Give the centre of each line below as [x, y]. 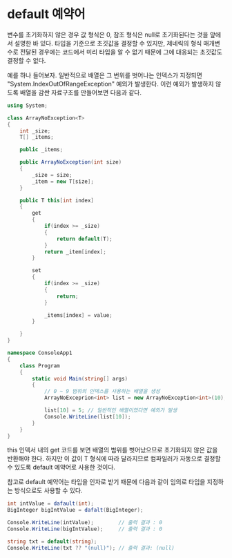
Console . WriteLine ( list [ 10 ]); [87, 416]
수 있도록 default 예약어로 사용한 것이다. [61, 468]
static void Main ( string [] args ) [80, 378]
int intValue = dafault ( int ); [51, 504]
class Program [40, 366]
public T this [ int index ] [57, 200]
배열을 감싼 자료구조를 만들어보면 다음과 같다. [81, 92]
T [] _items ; [37, 137]
